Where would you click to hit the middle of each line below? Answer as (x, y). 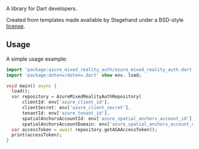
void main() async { (32, 86)
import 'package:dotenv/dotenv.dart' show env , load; (74, 75)
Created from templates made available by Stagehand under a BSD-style (95, 20)
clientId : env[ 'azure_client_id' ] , (66, 102)
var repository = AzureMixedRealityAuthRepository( (77, 97)
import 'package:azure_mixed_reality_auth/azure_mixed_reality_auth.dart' (100, 69)
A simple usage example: (37, 59)
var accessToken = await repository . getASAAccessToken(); (85, 130)
